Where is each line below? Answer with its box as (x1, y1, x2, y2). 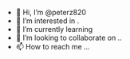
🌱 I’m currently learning (15, 25, 93, 33)
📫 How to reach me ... (15, 42, 90, 51)
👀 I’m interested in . (15, 16, 80, 26)
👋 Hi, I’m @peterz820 (15, 8, 86, 17)
